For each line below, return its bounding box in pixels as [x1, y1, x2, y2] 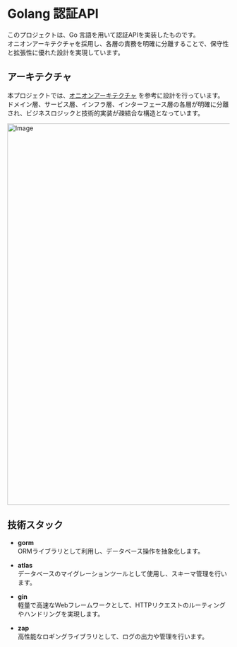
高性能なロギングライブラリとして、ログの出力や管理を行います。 [17, 632, 209, 641]
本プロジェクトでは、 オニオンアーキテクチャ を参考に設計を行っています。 [7, 91, 224, 99]
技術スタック [7, 519, 63, 531]
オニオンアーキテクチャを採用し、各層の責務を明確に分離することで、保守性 [7, 39, 229, 47]
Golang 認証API [7, 6, 99, 22]
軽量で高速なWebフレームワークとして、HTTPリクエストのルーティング [17, 600, 226, 609]
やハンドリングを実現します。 [17, 609, 104, 618]
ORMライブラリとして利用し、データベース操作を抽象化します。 [17, 546, 205, 555]
